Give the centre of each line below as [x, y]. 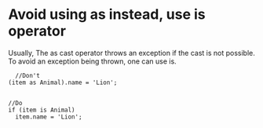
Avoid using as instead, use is [107, 15]
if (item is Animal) [42, 110]
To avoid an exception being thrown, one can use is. [92, 61]
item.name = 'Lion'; [49, 117]
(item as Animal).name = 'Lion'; [63, 82]
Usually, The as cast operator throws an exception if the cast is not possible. [131, 53]
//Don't [28, 75]
